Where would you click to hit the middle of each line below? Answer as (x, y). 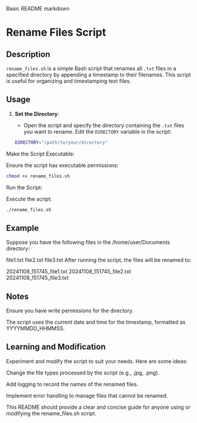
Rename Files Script (56, 33)
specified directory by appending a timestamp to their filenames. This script (98, 75)
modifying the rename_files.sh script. (51, 413)
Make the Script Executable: (41, 154)
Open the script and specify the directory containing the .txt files (104, 125)
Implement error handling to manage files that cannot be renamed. (87, 395)
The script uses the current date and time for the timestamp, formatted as (96, 322)
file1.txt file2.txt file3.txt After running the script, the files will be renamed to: (99, 260)
